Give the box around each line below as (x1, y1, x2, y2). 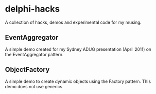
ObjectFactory (5, 65, 50, 74)
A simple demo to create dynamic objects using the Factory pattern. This (5, 78, 151, 84)
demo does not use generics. (5, 83, 64, 89)
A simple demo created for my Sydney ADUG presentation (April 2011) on (5, 46, 152, 52)
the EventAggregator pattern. (5, 51, 64, 57)
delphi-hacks (5, 3, 60, 15)
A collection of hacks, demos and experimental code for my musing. (5, 19, 142, 25)
